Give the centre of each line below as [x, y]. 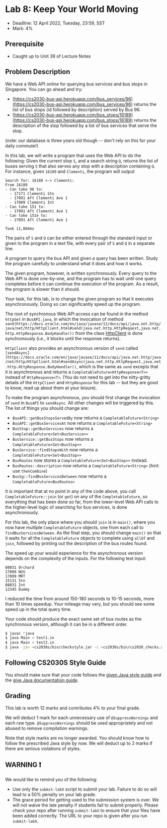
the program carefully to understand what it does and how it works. [74, 263]
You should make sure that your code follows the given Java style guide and [83, 675]
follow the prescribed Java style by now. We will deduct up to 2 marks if [79, 743]
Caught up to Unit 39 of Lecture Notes [51, 56]
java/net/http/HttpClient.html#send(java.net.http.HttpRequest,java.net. [83, 328]
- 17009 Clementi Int [32, 202]
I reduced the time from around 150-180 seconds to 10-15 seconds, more [80, 599]
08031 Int [15, 585]
